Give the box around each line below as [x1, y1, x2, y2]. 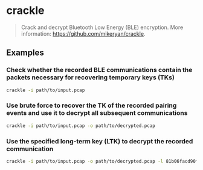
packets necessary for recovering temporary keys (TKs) [6, 73, 175, 82]
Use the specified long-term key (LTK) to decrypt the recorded [6, 137, 193, 145]
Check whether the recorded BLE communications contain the [6, 66, 193, 74]
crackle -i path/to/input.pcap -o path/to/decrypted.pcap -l [6, 158, 164, 164]
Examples [6, 48, 44, 58]
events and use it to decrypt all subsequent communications [6, 109, 188, 117]
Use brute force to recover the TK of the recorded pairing [6, 101, 177, 110]
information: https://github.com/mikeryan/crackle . [21, 30, 146, 37]
